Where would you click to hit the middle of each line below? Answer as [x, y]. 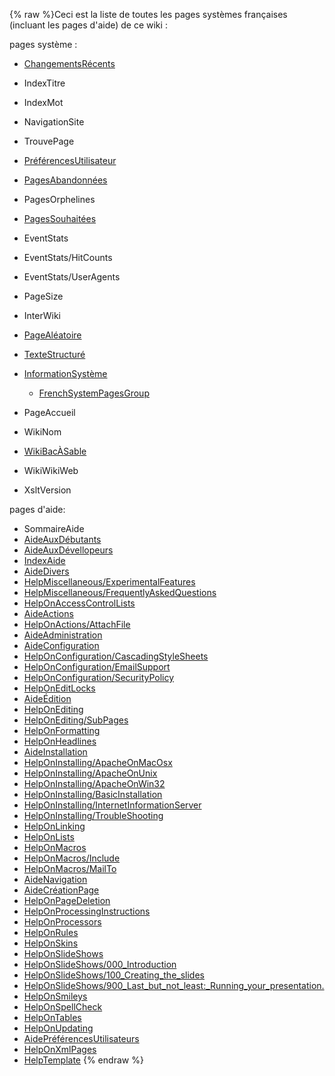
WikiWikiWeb [51, 470]
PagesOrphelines [59, 199]
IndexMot [43, 102]
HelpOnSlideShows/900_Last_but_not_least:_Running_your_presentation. [174, 985]
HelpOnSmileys [55, 996]
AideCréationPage [61, 890]
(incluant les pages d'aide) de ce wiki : [88, 25]
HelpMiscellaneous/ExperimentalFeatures [109, 582]
